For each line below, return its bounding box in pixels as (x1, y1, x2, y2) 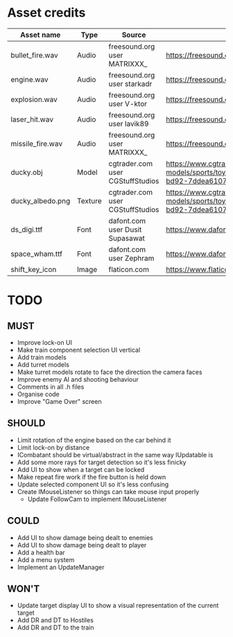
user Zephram (108, 253, 155, 263)
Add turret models (17, 360, 69, 368)
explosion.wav (10, 94, 58, 104)
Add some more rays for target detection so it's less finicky (17, 458, 187, 466)
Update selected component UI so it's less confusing (17, 480, 169, 489)
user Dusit (108, 224, 142, 234)
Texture (76, 196, 102, 205)
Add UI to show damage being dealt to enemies (17, 533, 154, 542)
